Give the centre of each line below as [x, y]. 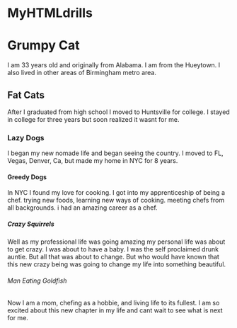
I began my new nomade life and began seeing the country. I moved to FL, [116, 153]
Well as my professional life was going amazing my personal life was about [116, 242]
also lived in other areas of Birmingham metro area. [82, 73]
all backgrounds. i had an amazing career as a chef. [82, 208]
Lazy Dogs [26, 137]
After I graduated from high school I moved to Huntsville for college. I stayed [118, 112]
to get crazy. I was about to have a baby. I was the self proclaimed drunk [113, 249]
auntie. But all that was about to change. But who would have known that [113, 257]
